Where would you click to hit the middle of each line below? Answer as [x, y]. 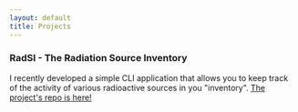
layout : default [40, 18]
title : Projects [40, 26]
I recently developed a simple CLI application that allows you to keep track [149, 77]
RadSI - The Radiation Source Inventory [98, 58]
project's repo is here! [51, 97]
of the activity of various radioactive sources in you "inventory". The [138, 87]
